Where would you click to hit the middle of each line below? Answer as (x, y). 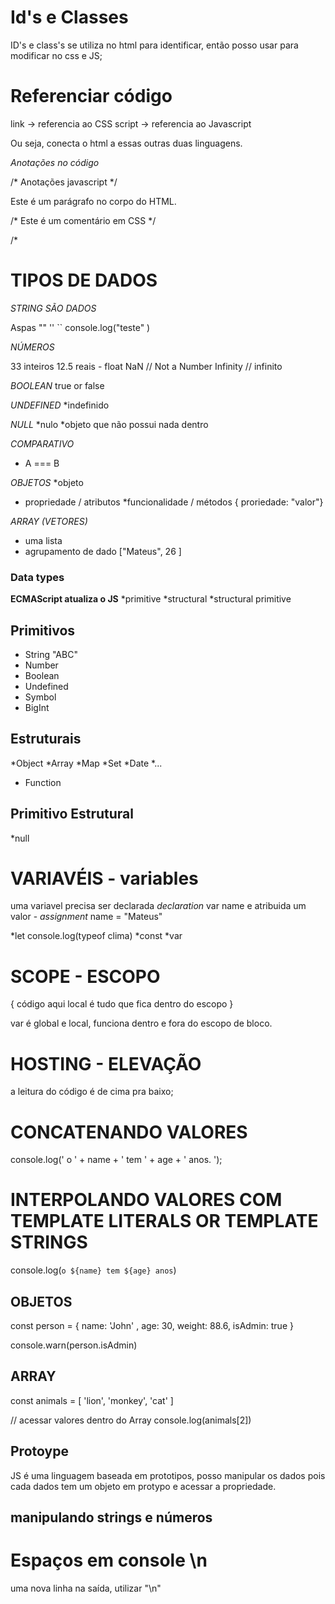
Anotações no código (55, 162)
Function (43, 782)
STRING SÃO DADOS (53, 308)
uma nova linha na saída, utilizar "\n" (86, 1588)
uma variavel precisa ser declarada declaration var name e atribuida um (158, 906)
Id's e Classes (69, 17)
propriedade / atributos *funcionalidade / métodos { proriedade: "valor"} (174, 502)
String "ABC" (51, 654)
